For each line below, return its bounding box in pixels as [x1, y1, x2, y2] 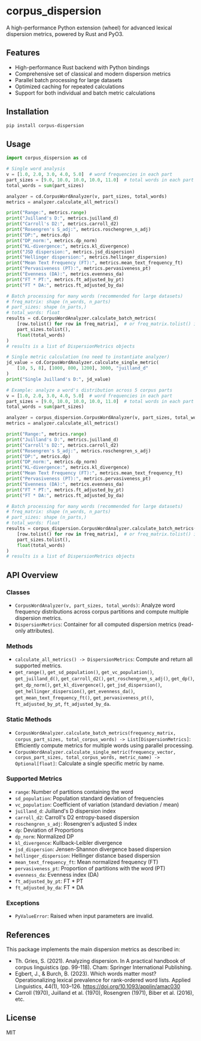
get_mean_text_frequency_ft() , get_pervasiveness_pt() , [14, 694, 154, 701]
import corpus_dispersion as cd [6, 155, 87, 161]
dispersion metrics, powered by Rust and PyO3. [6, 30, 124, 37]
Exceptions [6, 898, 40, 907]
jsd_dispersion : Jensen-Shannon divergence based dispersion [14, 846, 172, 853]
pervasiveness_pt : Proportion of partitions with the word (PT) [14, 865, 166, 872]
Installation [6, 107, 49, 117]
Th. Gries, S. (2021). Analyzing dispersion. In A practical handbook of [14, 957, 185, 964]
